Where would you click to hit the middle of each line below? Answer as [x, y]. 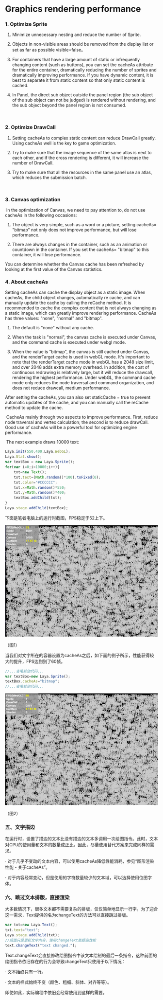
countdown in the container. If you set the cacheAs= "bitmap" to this [81, 250]
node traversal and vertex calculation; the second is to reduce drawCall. [77, 422]
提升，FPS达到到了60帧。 [39, 661]
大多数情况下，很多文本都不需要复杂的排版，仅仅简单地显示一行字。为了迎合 [81, 909]
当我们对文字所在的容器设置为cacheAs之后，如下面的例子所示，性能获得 [78, 655]
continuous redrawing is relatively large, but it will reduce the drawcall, [83, 373]
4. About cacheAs [27, 282]
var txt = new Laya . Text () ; [31, 925]
